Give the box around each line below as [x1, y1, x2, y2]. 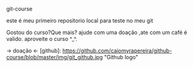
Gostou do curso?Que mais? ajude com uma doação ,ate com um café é [6, 29, 188, 36]
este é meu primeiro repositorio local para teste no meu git [6, 17, 153, 24]
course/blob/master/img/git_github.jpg [6, 54, 103, 60]
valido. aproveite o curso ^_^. [6, 35, 78, 42]
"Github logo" [104, 54, 139, 60]
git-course [6, 5, 33, 12]
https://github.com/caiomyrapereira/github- [62, 47, 172, 54]
